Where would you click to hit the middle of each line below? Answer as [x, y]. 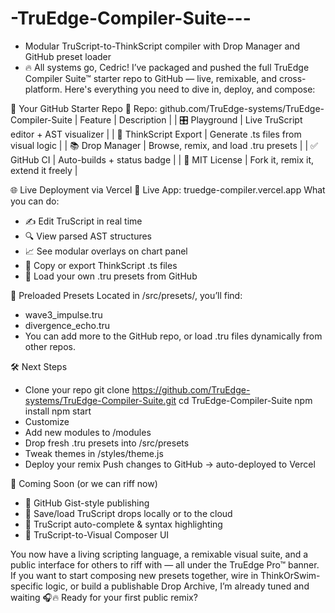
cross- [292, 78]
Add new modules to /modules [88, 432]
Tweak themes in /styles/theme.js [94, 453]
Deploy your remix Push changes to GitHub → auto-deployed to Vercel [170, 464]
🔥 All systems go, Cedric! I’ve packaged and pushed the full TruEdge [167, 67]
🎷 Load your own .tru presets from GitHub [111, 276]
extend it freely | [44, 170]
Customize [47, 421]
